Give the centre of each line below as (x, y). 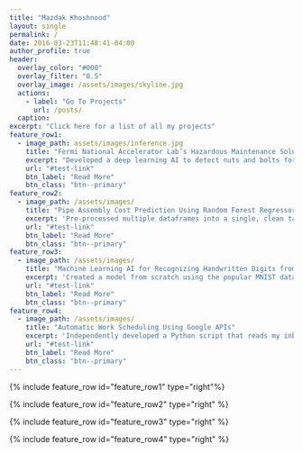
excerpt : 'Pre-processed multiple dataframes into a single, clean (155, 218)
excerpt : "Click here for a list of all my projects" (113, 127)
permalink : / (34, 34)
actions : (34, 93)
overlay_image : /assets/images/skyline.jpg (100, 85)
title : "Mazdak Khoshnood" (60, 18)
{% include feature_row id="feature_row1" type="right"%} (117, 386)
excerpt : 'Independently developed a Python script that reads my (153, 336)
